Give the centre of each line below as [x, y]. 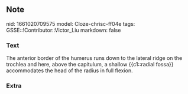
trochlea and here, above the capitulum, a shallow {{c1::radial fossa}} [90, 65]
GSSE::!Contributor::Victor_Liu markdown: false [64, 30]
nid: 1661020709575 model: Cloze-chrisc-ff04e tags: [71, 23]
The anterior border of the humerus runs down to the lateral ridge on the [94, 58]
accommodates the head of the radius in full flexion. [69, 70]
